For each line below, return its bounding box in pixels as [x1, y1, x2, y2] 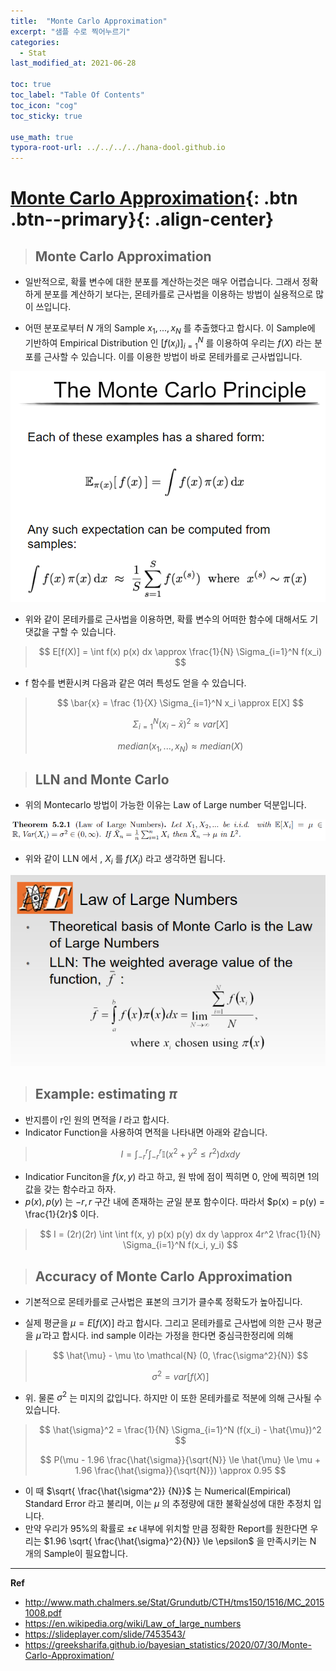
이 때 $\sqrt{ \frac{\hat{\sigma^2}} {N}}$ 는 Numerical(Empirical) [24, 1485, 292, 1497]
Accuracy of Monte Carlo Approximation [34, 1268, 293, 1285]
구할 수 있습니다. [51, 626, 117, 638]
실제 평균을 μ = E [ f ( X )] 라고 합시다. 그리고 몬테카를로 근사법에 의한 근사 [24, 1317, 304, 1329]
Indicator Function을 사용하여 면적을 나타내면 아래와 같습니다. [24, 1126, 268, 1138]
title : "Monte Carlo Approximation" [10, 16, 168, 26]
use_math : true [10, 132, 74, 142]
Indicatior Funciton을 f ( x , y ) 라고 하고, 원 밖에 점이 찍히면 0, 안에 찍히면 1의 [24, 1171, 320, 1183]
